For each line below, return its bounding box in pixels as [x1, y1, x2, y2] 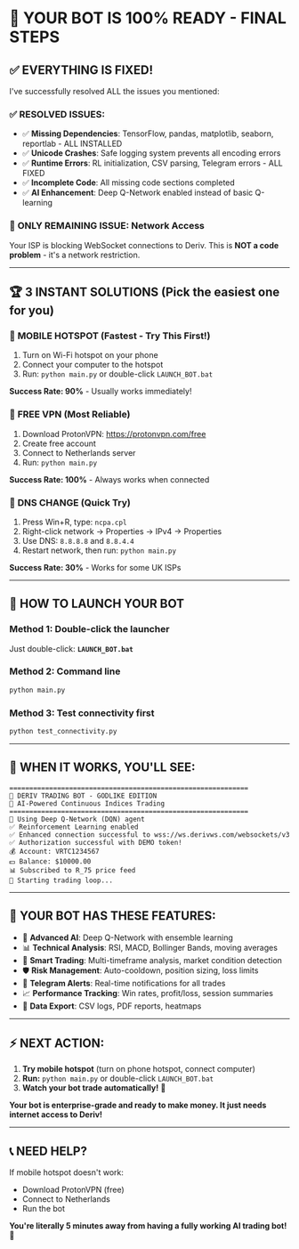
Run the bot [21, 1204, 65, 1214]
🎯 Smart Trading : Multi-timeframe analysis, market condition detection [21, 954, 283, 965]
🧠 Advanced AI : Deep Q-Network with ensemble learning [21, 932, 234, 943]
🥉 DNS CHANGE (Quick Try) [9, 496, 132, 508]
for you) [9, 303, 55, 318]
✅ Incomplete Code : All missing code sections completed [21, 177, 236, 188]
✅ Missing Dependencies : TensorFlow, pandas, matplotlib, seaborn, [21, 128, 274, 139]
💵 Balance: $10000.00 [9, 856, 92, 866]
